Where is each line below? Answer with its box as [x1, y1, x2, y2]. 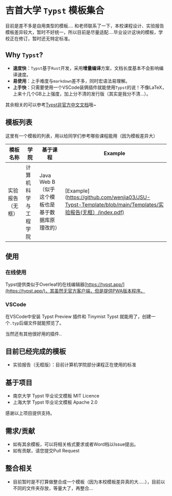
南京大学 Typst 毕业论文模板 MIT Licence [12, 393, 100, 399]
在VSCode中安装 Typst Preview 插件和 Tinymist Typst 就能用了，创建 [5, 313, 152, 319]
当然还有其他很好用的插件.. [5, 331, 62, 337]
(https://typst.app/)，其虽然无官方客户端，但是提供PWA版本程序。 [5, 288, 145, 294]
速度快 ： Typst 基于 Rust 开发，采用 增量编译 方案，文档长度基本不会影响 [12, 65, 160, 71]
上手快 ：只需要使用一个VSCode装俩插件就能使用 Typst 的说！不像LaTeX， [12, 84, 167, 90]
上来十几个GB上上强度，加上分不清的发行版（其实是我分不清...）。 [12, 90, 151, 97]
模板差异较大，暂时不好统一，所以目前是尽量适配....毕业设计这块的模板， [5, 29, 159, 35]
